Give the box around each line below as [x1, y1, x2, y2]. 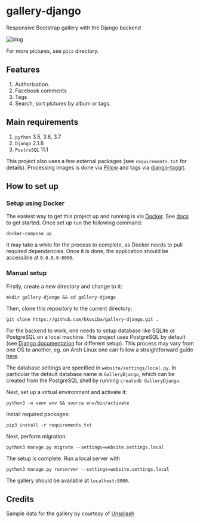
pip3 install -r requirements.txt [6, 422, 93, 428]
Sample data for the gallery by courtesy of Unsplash [6, 510, 135, 517]
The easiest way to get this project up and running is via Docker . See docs [6, 213, 189, 220]
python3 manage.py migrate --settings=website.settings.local [6, 444, 164, 450]
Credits [6, 494, 35, 504]
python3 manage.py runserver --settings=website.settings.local [6, 466, 170, 472]
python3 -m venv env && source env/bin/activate [6, 400, 130, 406]
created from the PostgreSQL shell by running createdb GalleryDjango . [6, 377, 181, 384]
